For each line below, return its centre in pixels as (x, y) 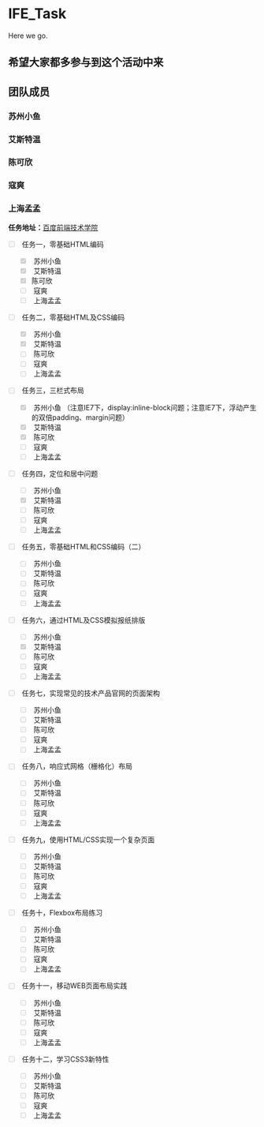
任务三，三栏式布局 (53, 391)
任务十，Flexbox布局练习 (62, 913)
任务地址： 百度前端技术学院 (53, 227)
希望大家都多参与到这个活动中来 (86, 63)
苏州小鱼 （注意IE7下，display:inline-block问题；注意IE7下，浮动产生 (145, 407)
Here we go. (28, 36)
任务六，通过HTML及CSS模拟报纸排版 (84, 620)
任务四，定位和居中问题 (60, 474)
